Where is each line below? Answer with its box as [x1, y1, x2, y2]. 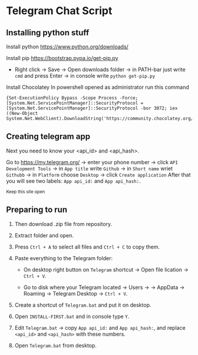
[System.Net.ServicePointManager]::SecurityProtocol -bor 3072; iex [6, 105, 178, 111]
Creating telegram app [6, 131, 90, 142]
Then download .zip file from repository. [14, 220, 113, 227]
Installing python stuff [6, 28, 90, 38]
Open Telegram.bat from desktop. [14, 341, 97, 349]
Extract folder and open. [14, 231, 74, 239]
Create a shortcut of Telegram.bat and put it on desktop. [14, 301, 151, 308]
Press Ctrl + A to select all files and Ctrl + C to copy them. [14, 243, 160, 250]
